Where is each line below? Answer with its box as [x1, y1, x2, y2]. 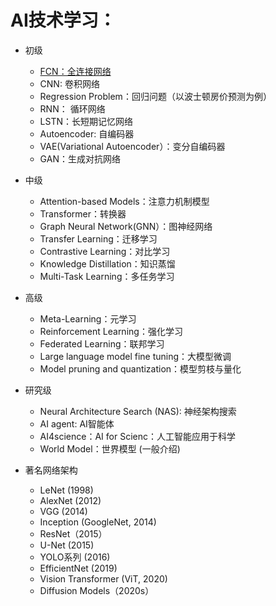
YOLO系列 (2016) [39, 551, 111, 563]
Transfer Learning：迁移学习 [39, 232, 158, 245]
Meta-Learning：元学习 [39, 312, 137, 325]
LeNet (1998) [39, 484, 94, 496]
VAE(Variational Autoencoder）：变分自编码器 [39, 140, 226, 152]
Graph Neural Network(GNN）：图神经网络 [39, 220, 213, 232]
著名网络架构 [24, 464, 78, 476]
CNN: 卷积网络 [39, 77, 100, 90]
